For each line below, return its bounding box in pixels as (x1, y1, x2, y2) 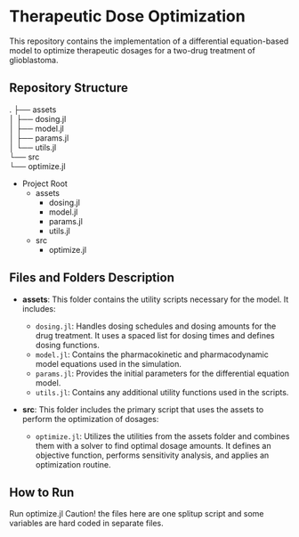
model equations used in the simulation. (35, 358, 182, 369)
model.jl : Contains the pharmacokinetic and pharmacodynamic (35, 349, 269, 360)
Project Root (21, 178, 69, 189)
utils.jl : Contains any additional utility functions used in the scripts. (35, 386, 289, 397)
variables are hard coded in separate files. (9, 518, 165, 529)
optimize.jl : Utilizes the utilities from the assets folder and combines (35, 430, 290, 442)
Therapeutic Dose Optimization (9, 6, 246, 27)
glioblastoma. (9, 54, 59, 65)
